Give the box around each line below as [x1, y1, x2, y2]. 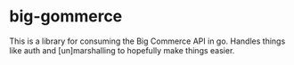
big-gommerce [9, 6, 123, 27]
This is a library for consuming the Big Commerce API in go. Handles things [9, 36, 286, 46]
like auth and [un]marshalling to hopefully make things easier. [9, 45, 235, 55]
